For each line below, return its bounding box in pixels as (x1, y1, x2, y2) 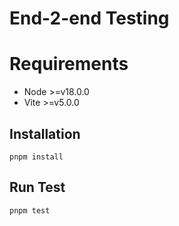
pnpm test (9, 205, 51, 216)
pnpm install (9, 152, 64, 162)
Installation (9, 125, 81, 142)
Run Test (9, 179, 66, 196)
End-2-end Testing (9, 7, 170, 30)
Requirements (9, 53, 129, 76)
